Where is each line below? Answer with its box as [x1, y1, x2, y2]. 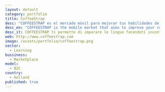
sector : [5, 43, 21, 48]
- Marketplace [9, 57, 38, 62]
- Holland [9, 75, 29, 80]
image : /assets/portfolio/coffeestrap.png [5, 39, 93, 44]
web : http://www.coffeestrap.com [5, 35, 74, 39]
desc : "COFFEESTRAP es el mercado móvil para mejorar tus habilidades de [5, 20, 160, 26]
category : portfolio [5, 12, 48, 17]
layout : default [5, 7, 38, 12]
